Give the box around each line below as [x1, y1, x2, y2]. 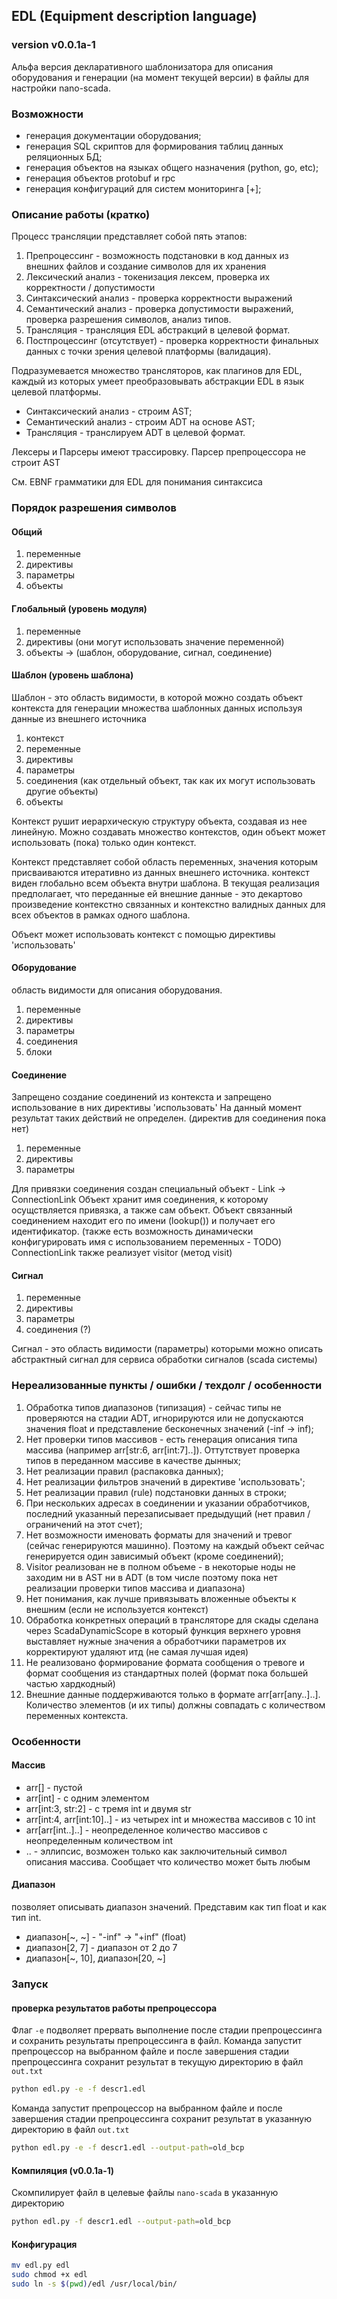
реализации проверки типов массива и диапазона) [25, 1582, 246, 1594]
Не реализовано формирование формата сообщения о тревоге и [25, 1656, 305, 1668]
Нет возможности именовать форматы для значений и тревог [25, 1529, 293, 1541]
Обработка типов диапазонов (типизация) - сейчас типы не [25, 1401, 282, 1413]
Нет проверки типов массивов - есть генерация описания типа [25, 1433, 298, 1445]
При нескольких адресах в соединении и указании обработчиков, [25, 1497, 311, 1509]
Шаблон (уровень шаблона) [11, 669, 134, 681]
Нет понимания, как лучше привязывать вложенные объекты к [25, 1592, 297, 1604]
